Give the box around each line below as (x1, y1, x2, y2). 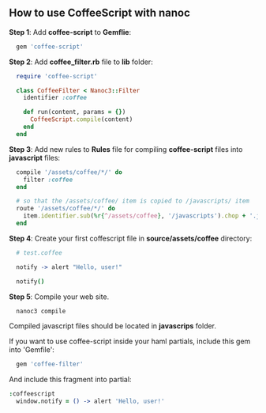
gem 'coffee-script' (16, 43, 84, 51)
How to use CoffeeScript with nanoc (9, 6, 190, 20)
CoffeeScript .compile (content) (29, 116, 133, 123)
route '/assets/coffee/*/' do (16, 205, 115, 213)
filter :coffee (23, 176, 73, 184)
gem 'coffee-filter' (16, 360, 84, 369)
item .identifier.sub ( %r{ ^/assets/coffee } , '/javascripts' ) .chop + (23, 212, 246, 220)
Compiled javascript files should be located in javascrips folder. (9, 321, 216, 331)
